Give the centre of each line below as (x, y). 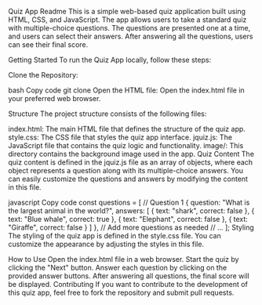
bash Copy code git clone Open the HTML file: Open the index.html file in (126, 90)
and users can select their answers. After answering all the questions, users (131, 36)
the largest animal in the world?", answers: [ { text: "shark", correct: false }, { (131, 211)
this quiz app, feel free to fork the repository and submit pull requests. (121, 292)
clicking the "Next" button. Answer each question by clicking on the (118, 267)
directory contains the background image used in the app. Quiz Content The (131, 154)
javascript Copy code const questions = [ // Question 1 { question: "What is (129, 202)
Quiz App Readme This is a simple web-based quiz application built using (127, 11)
